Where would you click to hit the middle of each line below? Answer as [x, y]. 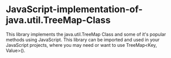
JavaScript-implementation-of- [74, 9]
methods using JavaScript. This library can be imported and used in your [83, 40]
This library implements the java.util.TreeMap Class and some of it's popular [86, 34]
